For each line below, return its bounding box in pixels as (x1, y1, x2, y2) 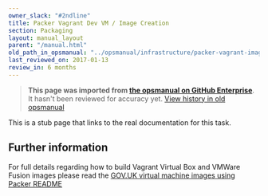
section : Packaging (8, 26, 73, 34)
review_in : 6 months (8, 64, 77, 72)
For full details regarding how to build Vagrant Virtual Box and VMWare (8, 162, 241, 171)
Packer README (8, 178, 62, 188)
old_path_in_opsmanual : (8, 49, 88, 57)
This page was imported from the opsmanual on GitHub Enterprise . (27, 85, 255, 95)
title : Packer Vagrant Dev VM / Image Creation (8, 19, 170, 27)
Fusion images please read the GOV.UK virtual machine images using (8, 171, 235, 180)
